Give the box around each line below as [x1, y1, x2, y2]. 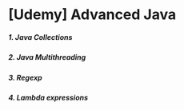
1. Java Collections [8, 32, 73, 41]
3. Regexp [8, 73, 42, 82]
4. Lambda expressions [8, 92, 89, 102]
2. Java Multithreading [8, 53, 86, 62]
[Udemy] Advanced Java [8, 6, 177, 24]
